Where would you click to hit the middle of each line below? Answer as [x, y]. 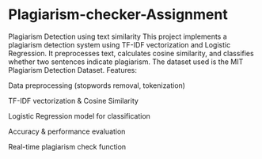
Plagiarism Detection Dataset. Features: [72, 70]
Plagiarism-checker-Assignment [118, 15]
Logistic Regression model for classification [79, 115]
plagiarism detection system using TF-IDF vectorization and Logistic [120, 44]
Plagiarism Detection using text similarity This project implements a [118, 36]
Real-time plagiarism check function [67, 146]
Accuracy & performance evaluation [67, 131]
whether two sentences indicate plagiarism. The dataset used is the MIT [126, 62]
